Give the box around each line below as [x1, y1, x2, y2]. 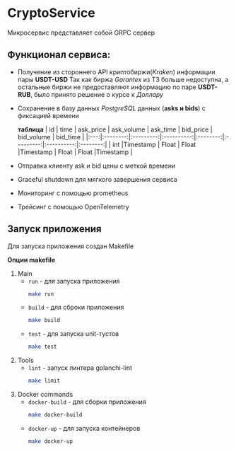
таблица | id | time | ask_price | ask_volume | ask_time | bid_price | [17, 125, 213, 134]
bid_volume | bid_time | [17, 132, 85, 141]
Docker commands [17, 390, 73, 399]
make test [28, 343, 58, 351]
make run [28, 290, 54, 298]
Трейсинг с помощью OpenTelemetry [17, 202, 129, 211]
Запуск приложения [7, 223, 102, 235]
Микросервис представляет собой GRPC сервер [7, 28, 155, 37]
